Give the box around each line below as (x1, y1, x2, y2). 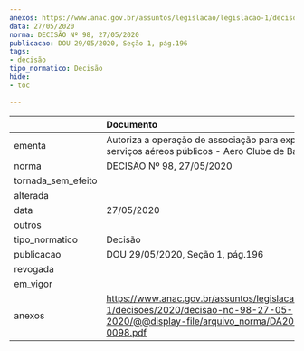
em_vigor (14, 278, 52, 290)
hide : (9, 73, 30, 82)
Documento (106, 118, 158, 131)
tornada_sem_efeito (14, 174, 98, 187)
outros (14, 219, 43, 231)
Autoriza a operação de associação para (106, 133, 279, 146)
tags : (9, 47, 30, 56)
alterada (14, 189, 50, 201)
